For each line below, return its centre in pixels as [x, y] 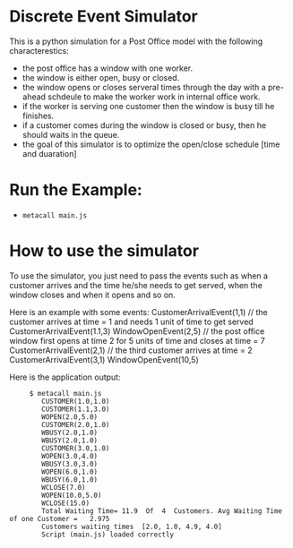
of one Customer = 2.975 [60, 518]
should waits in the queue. [71, 134]
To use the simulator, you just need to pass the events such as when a [139, 276]
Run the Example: [76, 190]
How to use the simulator [104, 251]
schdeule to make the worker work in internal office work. [154, 97]
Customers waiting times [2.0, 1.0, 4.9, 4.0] [132, 527]
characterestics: [39, 50]
